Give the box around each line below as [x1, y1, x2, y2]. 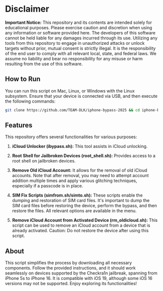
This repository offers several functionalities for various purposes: [5, 134, 137, 140]
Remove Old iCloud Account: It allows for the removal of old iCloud [12, 167, 147, 173]
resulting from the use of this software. [5, 61, 83, 67]
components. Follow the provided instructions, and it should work [5, 265, 136, 271]
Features [5, 121, 33, 129]
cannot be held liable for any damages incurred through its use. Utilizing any [5, 35, 158, 41]
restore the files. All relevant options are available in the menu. [12, 208, 137, 214]
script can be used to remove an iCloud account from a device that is [12, 222, 150, 228]
